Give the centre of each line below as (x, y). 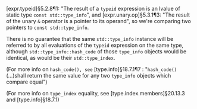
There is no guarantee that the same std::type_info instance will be (90, 39)
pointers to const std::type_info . (48, 27)
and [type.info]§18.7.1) (33, 100)
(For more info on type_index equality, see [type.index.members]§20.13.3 (96, 93)
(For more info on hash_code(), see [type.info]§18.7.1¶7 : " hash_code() (92, 69)
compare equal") (27, 82)
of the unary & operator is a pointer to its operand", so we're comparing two (99, 21)
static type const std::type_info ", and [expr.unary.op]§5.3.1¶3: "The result (98, 15)
